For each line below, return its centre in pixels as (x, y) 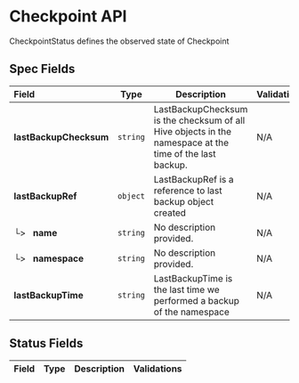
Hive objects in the (193, 131)
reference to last (188, 191)
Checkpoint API (68, 16)
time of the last (185, 153)
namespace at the (191, 143)
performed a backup (197, 300)
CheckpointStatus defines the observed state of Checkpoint (119, 41)
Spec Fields (42, 69)
